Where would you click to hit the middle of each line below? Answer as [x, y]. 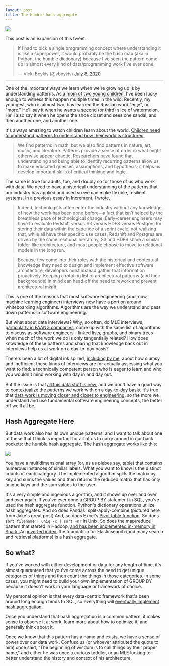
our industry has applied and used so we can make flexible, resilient [75, 192]
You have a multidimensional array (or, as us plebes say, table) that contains [84, 463]
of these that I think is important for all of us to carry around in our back [79, 439]
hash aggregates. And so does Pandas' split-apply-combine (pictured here [83, 510]
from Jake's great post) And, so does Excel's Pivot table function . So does [82, 516]
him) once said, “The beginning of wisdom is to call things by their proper [81, 648]
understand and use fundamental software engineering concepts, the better [84, 400]
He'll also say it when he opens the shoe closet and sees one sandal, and [81, 115]
